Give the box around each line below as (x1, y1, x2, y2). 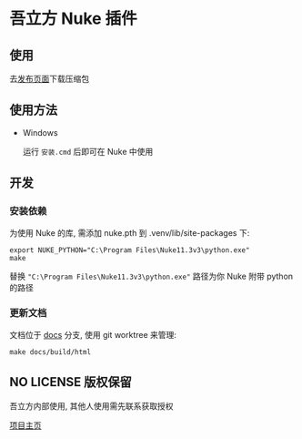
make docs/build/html (9, 347, 92, 356)
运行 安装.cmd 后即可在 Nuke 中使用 (22, 146, 154, 157)
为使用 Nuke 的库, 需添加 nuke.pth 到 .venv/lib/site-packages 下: (9, 227, 250, 238)
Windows (22, 127, 58, 138)
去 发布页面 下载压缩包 (9, 74, 89, 84)
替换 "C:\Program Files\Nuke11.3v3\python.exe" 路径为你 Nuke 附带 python (9, 271, 294, 281)
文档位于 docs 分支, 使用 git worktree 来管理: (9, 329, 177, 340)
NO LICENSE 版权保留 (9, 374, 132, 390)
